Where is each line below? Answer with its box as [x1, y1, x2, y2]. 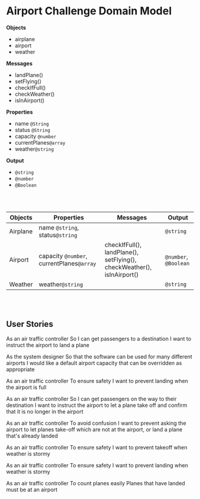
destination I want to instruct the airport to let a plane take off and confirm [6, 402, 187, 409]
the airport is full [6, 384, 46, 391]
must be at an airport [6, 486, 58, 493]
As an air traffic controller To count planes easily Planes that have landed [6, 479, 186, 486]
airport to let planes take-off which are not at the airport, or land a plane [6, 425, 183, 433]
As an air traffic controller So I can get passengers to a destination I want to [6, 335, 192, 342]
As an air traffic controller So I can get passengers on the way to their [6, 395, 177, 402]
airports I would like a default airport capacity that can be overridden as [6, 359, 182, 366]
